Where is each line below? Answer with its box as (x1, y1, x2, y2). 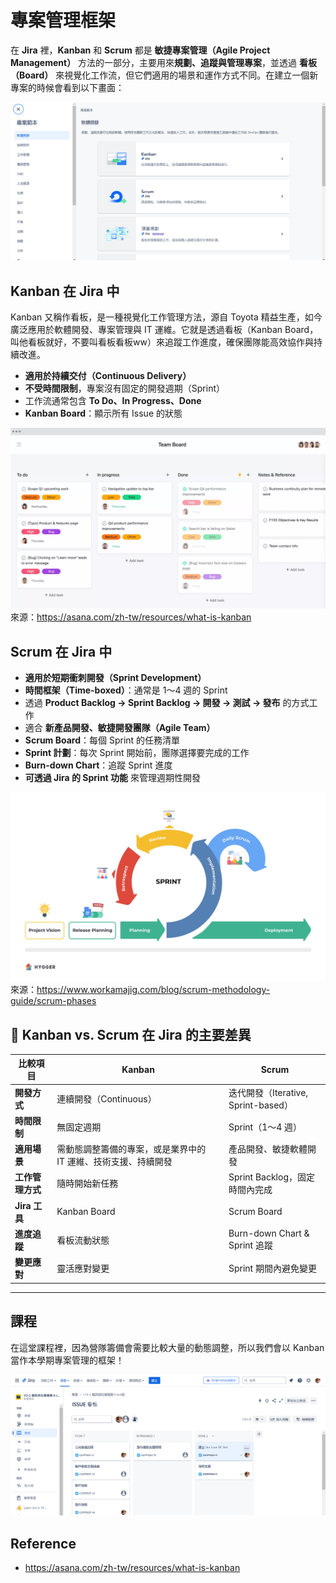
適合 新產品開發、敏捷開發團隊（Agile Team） (24, 721, 216, 733)
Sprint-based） (228, 1099, 293, 1111)
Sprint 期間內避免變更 (228, 1262, 317, 1275)
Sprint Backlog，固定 (228, 1171, 315, 1183)
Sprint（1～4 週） (228, 1121, 303, 1133)
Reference (10, 1535, 77, 1552)
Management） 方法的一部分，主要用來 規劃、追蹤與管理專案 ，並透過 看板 (10, 56, 318, 68)
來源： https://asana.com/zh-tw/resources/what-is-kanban (10, 611, 252, 623)
